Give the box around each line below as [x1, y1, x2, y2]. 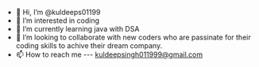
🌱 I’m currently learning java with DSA [15, 24, 140, 33]
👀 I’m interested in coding [15, 16, 100, 25]
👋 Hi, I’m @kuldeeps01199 [15, 8, 101, 17]
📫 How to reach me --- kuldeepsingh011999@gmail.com [15, 50, 203, 59]
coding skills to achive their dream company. [15, 41, 163, 50]
